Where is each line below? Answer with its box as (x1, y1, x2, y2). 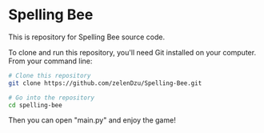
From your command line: (8, 56, 93, 66)
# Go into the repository (8, 94, 94, 102)
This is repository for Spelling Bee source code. (8, 32, 166, 42)
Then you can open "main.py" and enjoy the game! (8, 115, 176, 125)
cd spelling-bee (8, 101, 62, 109)
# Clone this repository (8, 71, 91, 79)
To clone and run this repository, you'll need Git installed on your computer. (8, 47, 257, 57)
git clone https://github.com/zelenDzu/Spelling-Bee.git (8, 79, 202, 87)
